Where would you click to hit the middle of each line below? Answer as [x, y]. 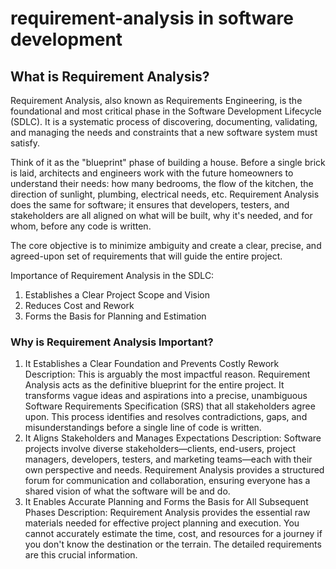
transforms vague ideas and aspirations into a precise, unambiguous [166, 396]
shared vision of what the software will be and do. [127, 491]
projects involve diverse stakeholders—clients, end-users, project [160, 449]
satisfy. [25, 143]
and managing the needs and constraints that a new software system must [164, 132]
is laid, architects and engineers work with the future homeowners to [152, 173]
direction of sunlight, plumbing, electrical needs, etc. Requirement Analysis [165, 194]
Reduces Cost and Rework [79, 305]
